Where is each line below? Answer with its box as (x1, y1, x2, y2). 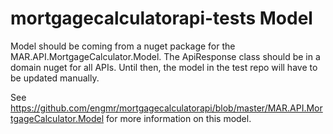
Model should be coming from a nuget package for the (10, 40, 236, 52)
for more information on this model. (106, 112, 252, 124)
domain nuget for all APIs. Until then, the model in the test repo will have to (10, 61, 318, 73)
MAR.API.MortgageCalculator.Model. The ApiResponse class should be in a (10, 50, 321, 62)
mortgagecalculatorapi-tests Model (10, 7, 313, 30)
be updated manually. (10, 72, 100, 84)
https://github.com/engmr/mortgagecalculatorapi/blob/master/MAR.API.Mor (10, 102, 323, 114)
